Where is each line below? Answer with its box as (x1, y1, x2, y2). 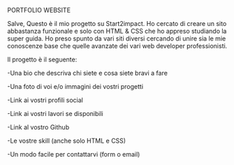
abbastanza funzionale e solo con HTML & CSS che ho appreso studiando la (7, 27, 227, 35)
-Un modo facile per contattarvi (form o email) (7, 150, 140, 158)
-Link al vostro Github (7, 123, 70, 131)
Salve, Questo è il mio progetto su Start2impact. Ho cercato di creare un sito (7, 20, 227, 27)
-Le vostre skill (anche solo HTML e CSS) (7, 136, 126, 145)
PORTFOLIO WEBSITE (7, 6, 71, 14)
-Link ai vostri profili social (7, 96, 84, 104)
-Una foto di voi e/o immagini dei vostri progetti (7, 82, 144, 90)
